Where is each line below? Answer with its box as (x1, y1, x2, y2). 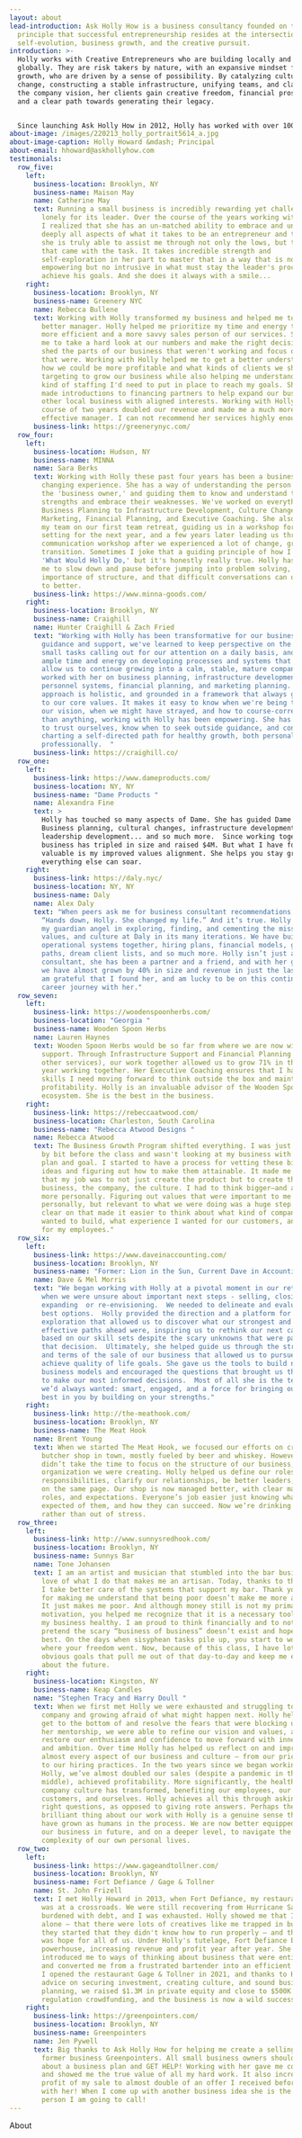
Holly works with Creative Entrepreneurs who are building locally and (17, 55, 292, 64)
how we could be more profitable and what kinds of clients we (41, 364, 283, 373)
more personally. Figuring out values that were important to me (41, 1191, 292, 1201)
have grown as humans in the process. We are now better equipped (41, 1819, 296, 1828)
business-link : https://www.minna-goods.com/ (32, 589, 207, 598)
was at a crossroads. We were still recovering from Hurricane (41, 1902, 283, 1912)
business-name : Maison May (32, 188, 135, 197)
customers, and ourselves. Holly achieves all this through (41, 1794, 271, 1803)
